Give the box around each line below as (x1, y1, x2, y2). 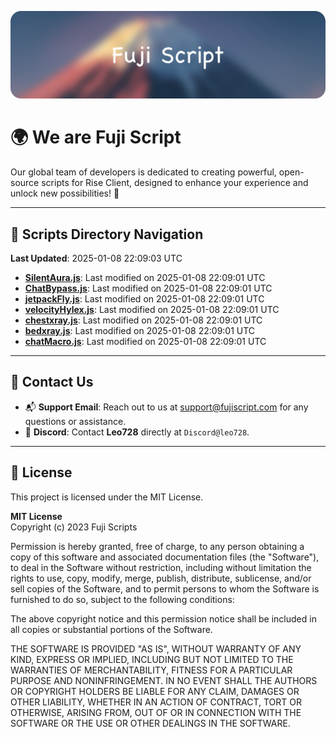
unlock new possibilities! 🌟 (10, 187, 120, 200)
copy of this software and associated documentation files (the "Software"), (10, 551, 320, 563)
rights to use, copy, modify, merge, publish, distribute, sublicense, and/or (10, 572, 312, 584)
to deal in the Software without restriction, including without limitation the (10, 561, 312, 573)
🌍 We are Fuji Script (10, 126, 182, 149)
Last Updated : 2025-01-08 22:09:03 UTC (10, 252, 183, 265)
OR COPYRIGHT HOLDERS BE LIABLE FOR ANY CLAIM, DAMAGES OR (10, 685, 300, 697)
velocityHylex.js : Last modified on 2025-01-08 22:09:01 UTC (24, 304, 280, 316)
